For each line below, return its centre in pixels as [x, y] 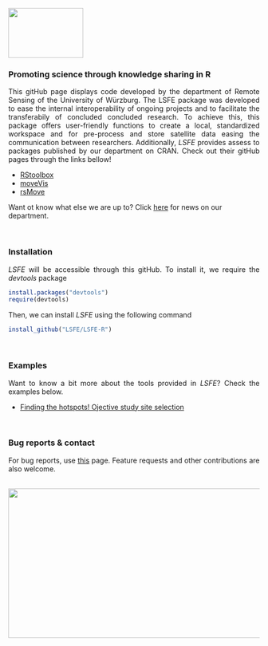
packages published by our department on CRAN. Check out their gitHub [134, 151]
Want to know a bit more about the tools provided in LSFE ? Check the [134, 383]
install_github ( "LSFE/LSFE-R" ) [60, 330]
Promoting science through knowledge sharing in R [110, 74]
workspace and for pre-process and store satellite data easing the [134, 134]
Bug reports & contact [52, 443]
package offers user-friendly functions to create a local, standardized [134, 126]
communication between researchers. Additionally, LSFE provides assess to [134, 143]
